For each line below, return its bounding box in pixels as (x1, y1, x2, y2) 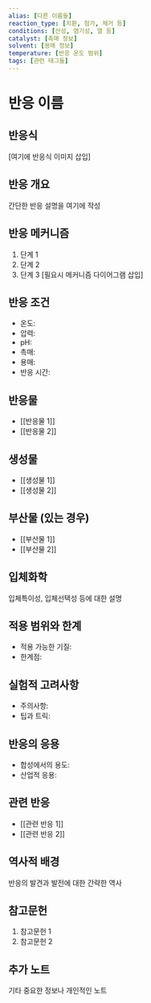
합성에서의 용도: (19, 760, 70, 770)
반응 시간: (19, 367, 51, 377)
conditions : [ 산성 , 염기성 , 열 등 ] (8, 27, 116, 35)
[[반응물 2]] (19, 426, 57, 436)
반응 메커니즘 (8, 227, 70, 241)
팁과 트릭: (19, 711, 51, 721)
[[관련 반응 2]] (19, 829, 66, 838)
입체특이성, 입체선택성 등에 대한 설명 (8, 593, 122, 602)
